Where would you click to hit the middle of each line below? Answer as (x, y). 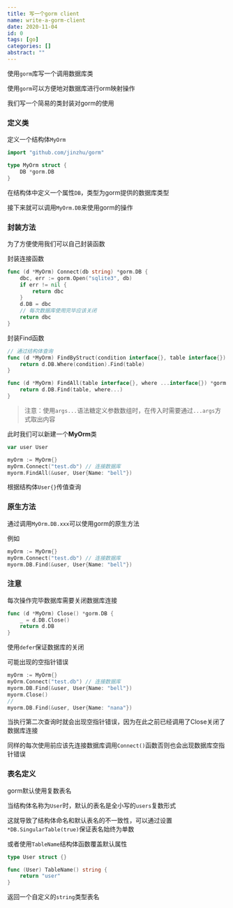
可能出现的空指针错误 (38, 662)
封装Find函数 (26, 338)
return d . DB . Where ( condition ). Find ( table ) (82, 364)
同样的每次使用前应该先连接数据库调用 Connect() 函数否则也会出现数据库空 (113, 745)
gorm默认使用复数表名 (39, 791)
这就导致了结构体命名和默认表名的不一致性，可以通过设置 (90, 820)
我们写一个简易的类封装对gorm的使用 (61, 103)
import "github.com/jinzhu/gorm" (56, 153)
